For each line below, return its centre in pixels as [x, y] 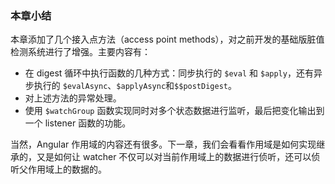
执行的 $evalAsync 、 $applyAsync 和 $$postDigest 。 [135, 86]
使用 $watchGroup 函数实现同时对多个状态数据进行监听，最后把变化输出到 [174, 111]
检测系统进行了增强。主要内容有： [80, 52]
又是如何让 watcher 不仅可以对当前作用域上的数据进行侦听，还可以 [174, 157]
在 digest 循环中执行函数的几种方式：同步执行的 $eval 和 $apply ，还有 [169, 73]
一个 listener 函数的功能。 [78, 123]
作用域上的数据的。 [67, 169]
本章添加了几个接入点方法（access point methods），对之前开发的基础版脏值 [167, 39]
